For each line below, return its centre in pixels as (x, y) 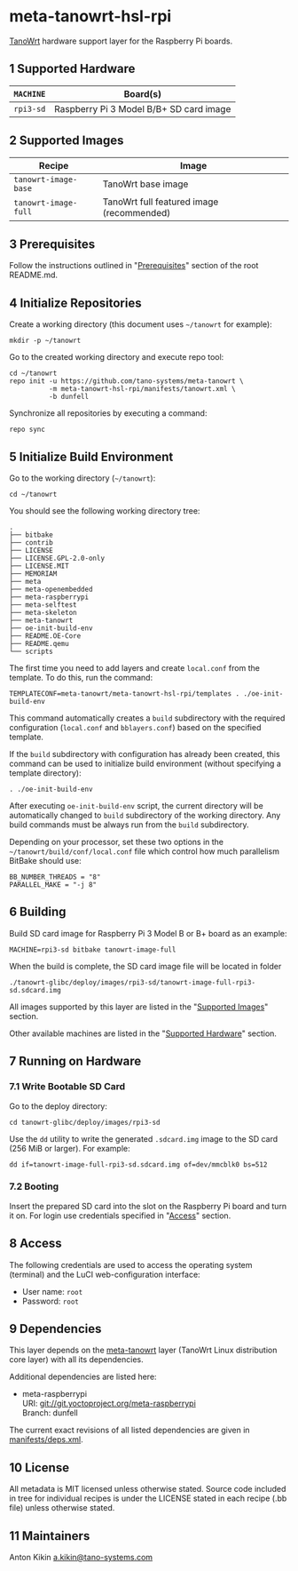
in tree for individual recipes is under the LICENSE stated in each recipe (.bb (148, 1498)
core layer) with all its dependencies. (76, 1360)
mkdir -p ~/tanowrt (45, 341)
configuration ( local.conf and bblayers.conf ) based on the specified (135, 727)
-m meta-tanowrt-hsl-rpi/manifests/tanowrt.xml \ (142, 389)
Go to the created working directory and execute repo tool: (117, 357)
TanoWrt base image (145, 184)
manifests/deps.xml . (47, 1439)
